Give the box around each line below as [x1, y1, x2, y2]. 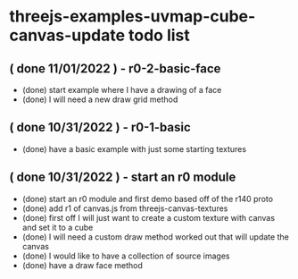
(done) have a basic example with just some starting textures [21, 143, 247, 154]
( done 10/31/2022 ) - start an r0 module [9, 170, 236, 185]
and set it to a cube [21, 222, 94, 232]
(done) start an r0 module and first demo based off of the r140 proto [21, 193, 274, 204]
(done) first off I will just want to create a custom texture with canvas [21, 212, 275, 223]
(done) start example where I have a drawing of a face [21, 85, 222, 95]
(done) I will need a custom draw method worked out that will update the [21, 231, 290, 242]
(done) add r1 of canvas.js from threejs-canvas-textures [21, 203, 228, 214]
